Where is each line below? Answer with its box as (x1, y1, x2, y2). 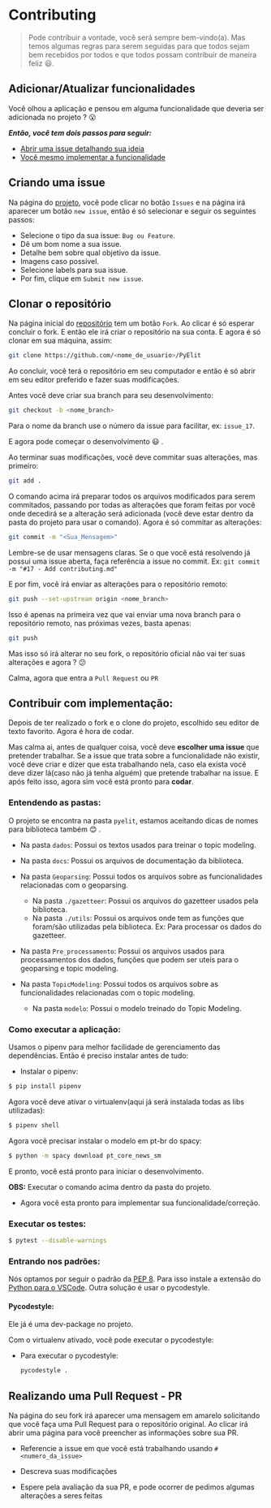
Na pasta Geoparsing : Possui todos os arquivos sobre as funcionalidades (19, 871, 263, 881)
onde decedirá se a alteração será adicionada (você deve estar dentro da (8, 509, 254, 518)
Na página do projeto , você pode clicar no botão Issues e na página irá (8, 197, 246, 207)
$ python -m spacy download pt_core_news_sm (8, 1152, 161, 1160)
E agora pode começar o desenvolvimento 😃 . (8, 437, 164, 447)
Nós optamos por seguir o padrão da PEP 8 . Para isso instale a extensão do (8, 1274, 261, 1284)
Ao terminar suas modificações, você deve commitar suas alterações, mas (8, 452, 258, 462)
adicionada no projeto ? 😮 (8, 112, 97, 122)
